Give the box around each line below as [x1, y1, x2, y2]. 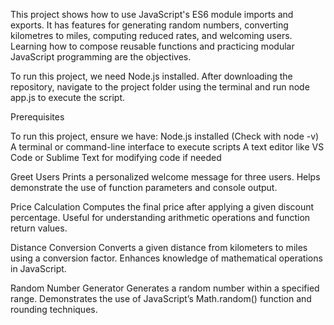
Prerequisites [10, 111, 65, 123]
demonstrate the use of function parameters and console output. [10, 182, 278, 193]
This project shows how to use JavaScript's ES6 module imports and [10, 9, 294, 20]
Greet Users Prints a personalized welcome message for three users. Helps [10, 171, 321, 183]
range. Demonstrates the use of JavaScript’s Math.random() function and [10, 293, 312, 304]
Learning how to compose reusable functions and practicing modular [10, 40, 295, 52]
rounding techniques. [10, 304, 98, 315]
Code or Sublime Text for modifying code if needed [10, 152, 222, 163]
